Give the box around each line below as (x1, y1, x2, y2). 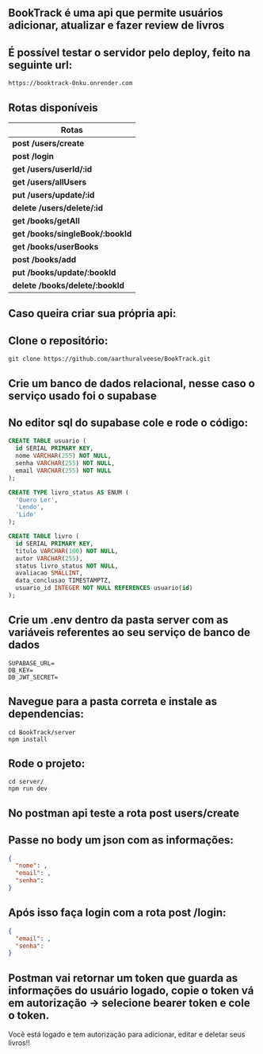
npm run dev (8, 785, 48, 793)
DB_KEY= (8, 666, 34, 674)
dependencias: (8, 707, 85, 721)
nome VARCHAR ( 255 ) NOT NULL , (15, 452, 112, 460)
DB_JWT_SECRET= (8, 673, 59, 681)
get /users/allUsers (12, 176, 87, 188)
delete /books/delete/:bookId (12, 280, 125, 291)
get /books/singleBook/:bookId (12, 228, 132, 239)
